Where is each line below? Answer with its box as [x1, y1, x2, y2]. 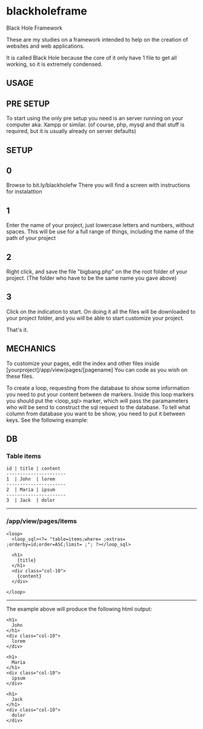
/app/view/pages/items [6, 517, 77, 525]
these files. [6, 372, 34, 380]
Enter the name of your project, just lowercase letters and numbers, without [6, 222, 195, 229]
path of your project [6, 235, 56, 242]
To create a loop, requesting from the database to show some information [6, 384, 190, 391]
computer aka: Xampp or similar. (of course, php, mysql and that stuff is [6, 121, 185, 128]
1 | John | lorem [6, 476, 56, 482]
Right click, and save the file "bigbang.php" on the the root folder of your [6, 268, 188, 275]
